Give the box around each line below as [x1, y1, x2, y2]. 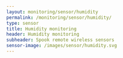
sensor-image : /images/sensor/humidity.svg [6, 43, 118, 49]
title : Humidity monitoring [6, 25, 77, 32]
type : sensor [6, 20, 39, 26]
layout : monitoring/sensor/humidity [6, 8, 98, 15]
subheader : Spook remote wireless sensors [6, 37, 115, 43]
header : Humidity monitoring [6, 31, 80, 37]
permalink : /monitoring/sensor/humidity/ [6, 14, 112, 21]
